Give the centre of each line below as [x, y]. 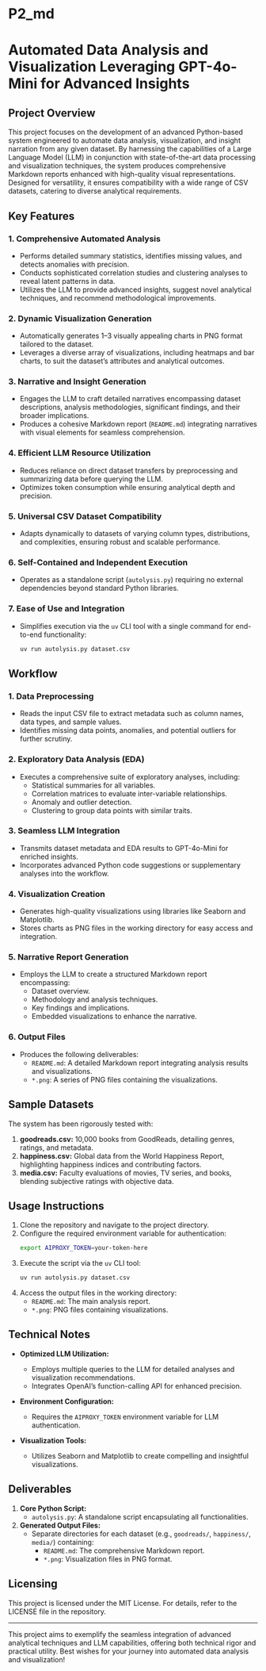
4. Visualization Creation [57, 894]
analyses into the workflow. [64, 873]
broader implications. [54, 416]
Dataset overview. [61, 991]
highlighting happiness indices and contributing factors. [110, 1164]
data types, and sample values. [70, 722]
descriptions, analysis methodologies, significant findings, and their [130, 407]
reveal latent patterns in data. [67, 281]
